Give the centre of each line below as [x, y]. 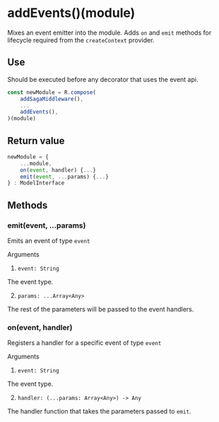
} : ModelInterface [36, 183]
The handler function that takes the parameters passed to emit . [99, 411]
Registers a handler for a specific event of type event [84, 343]
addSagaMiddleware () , [52, 99]
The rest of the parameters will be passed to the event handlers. [101, 309]
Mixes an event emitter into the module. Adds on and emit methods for [109, 33]
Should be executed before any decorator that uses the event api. [103, 79]
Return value [36, 140]
